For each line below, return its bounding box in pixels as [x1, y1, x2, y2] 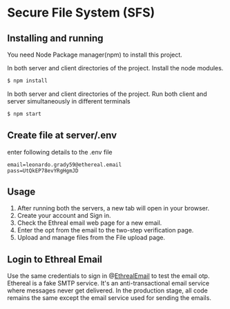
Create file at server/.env [7, 130, 117, 141]
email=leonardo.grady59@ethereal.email [7, 161, 122, 168]
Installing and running [7, 32, 104, 44]
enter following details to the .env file [7, 148, 113, 156]
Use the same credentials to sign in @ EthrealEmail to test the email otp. [7, 272, 210, 280]
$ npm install [7, 77, 48, 84]
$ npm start [7, 110, 41, 117]
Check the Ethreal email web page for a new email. [17, 219, 162, 227]
